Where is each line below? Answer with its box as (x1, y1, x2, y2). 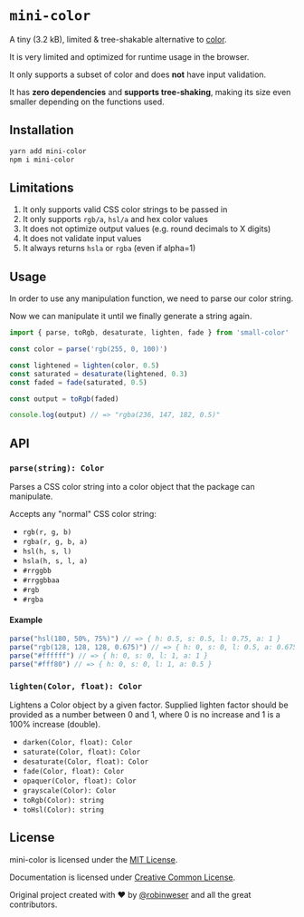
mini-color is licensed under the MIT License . (9, 854, 178, 864)
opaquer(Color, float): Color (22, 776, 138, 785)
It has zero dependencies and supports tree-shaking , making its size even (9, 86, 291, 97)
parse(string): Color (9, 463, 105, 473)
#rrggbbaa (22, 575, 61, 585)
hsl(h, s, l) (22, 547, 72, 556)
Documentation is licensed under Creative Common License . (9, 872, 236, 883)
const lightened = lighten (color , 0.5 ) (9, 361, 160, 370)
